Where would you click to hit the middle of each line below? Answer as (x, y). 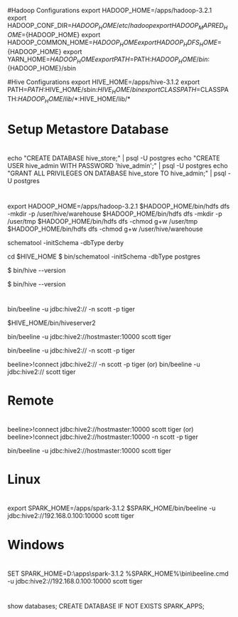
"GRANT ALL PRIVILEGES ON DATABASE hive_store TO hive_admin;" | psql (117, 173)
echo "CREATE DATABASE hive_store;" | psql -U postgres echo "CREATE (114, 158)
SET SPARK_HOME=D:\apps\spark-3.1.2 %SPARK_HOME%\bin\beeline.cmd (118, 574)
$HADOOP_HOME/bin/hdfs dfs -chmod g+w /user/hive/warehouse (106, 229)
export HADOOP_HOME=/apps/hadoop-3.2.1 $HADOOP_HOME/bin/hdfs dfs (119, 206)
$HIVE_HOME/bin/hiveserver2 (52, 323)
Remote (31, 400)
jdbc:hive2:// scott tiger (42, 372)
